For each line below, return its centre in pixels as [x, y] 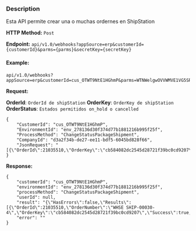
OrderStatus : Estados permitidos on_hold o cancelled [72, 108]
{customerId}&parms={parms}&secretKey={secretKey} [69, 50]
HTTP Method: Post [30, 33]
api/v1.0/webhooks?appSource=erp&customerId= [87, 45]
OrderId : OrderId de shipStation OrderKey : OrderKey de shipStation [90, 102]
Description [23, 9]
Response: [20, 166]
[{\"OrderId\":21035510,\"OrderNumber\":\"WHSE [65, 207]
